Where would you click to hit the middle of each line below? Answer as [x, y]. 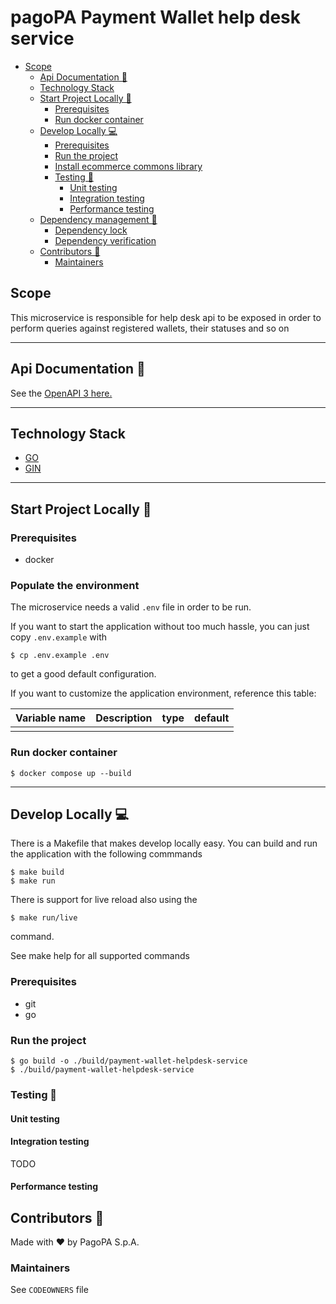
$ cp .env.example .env [60, 656]
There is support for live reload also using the [104, 900]
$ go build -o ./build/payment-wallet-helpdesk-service [129, 1061]
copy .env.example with [59, 637]
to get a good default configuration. [83, 674]
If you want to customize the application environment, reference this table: [163, 693]
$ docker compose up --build [71, 773]
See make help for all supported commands [100, 956]
